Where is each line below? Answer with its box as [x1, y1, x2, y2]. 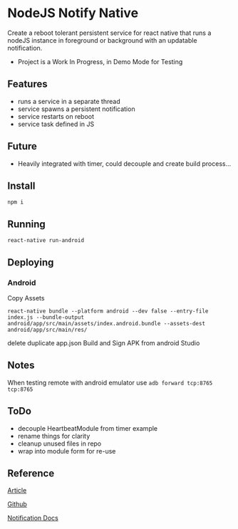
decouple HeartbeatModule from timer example [17, 424, 158, 432]
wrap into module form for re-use [17, 446, 116, 455]
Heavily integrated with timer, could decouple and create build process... [17, 159, 232, 168]
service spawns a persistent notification [17, 105, 135, 113]
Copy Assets [7, 293, 45, 302]
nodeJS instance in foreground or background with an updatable [7, 36, 197, 44]
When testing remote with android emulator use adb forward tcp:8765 [7, 378, 213, 387]
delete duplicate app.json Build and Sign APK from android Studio [7, 338, 200, 347]
